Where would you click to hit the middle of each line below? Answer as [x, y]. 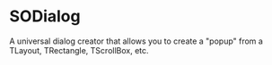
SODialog [45, 16]
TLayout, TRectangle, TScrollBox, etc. [79, 50]
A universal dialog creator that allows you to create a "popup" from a [136, 41]
